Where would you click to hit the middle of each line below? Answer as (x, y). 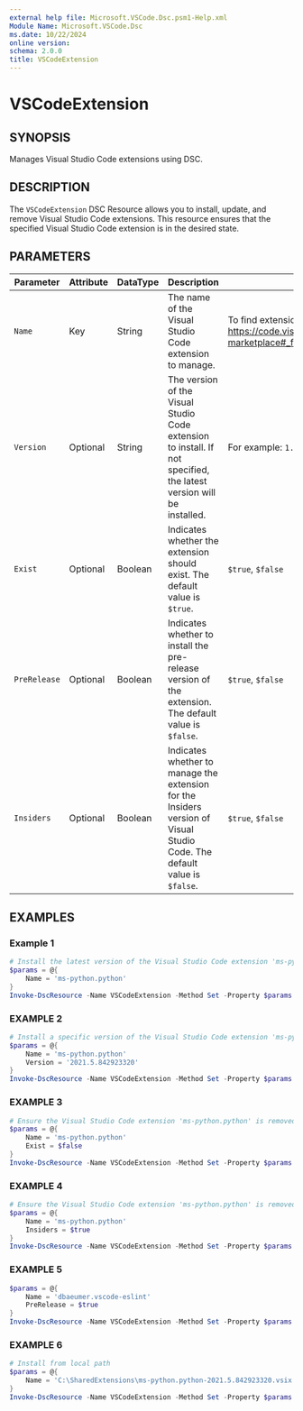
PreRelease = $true (62, 1305)
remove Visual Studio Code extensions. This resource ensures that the (140, 218)
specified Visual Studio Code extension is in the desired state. (124, 228)
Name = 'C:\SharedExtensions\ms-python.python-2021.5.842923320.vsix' (161, 1380)
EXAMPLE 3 (36, 1103)
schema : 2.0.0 (36, 51)
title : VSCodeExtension (54, 60)
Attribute (89, 282)
